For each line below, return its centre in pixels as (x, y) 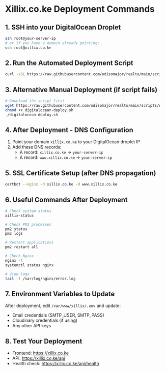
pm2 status (16, 229)
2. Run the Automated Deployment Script (69, 63)
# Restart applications (29, 243)
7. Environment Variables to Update (60, 294)
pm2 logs (14, 234)
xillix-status (20, 216)
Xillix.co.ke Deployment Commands (80, 9)
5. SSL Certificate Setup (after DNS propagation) (81, 173)
